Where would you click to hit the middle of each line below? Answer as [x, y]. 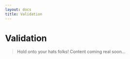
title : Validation [24, 14]
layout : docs [18, 10]
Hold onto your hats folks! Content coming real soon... [71, 52]
